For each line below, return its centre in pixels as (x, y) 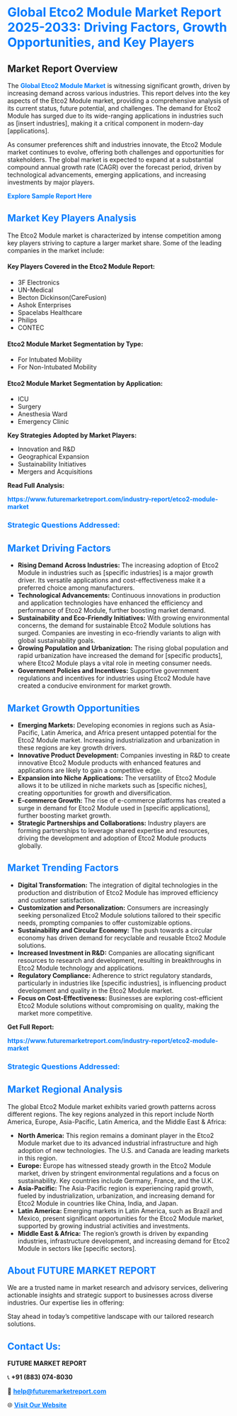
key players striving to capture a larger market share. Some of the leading (115, 242)
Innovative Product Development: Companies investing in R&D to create (124, 755)
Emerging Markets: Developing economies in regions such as (108, 725)
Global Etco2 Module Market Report (114, 12)
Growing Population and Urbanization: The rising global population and (123, 648)
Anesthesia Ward (42, 414)
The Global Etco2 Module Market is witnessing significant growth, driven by (119, 85)
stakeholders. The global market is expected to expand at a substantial (110, 160)
